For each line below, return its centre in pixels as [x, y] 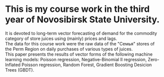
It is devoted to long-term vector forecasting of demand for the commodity [81, 33]
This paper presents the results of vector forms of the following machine [79, 54]
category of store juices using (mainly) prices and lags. [61, 38]
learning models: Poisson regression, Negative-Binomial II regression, [76, 59]
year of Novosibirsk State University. [82, 19]
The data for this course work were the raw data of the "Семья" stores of [80, 43]
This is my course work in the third [77, 9]
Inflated [13, 65]
